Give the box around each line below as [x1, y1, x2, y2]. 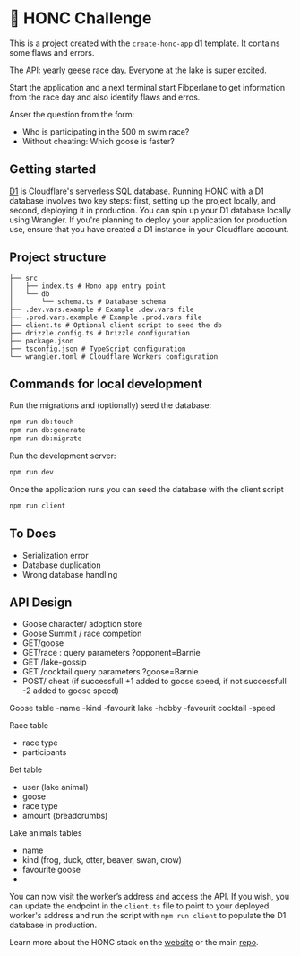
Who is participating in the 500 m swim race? [21, 126, 190, 137]
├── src [9, 274, 39, 282]
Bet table [9, 764, 43, 775]
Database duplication [21, 560, 101, 570]
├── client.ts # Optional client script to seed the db [9, 320, 222, 330]
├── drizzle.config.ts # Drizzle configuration [9, 328, 191, 337]
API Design [9, 595, 73, 610]
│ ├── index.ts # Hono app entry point [9, 282, 167, 291]
